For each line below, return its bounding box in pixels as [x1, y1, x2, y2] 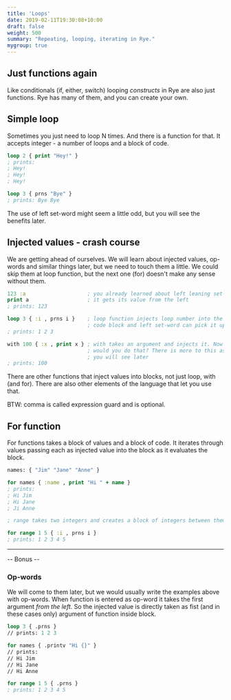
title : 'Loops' [7, 10, 51, 17]
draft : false [7, 23, 45, 30]
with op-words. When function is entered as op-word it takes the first [7, 595, 203, 603]
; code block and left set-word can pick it [87, 322, 217, 329]
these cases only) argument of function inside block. [7, 610, 157, 618]
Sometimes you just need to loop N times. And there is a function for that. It [7, 132, 221, 140]
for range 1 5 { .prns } [7, 680, 78, 687]
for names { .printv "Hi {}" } [7, 642, 97, 649]
